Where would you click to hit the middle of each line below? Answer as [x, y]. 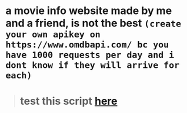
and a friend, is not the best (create [93, 23]
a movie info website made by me [89, 11]
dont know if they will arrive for [93, 65]
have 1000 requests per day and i [90, 55]
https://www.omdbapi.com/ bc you [87, 45]
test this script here [69, 101]
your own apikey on [53, 35]
